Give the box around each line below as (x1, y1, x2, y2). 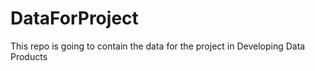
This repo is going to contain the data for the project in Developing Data (10, 40, 306, 52)
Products (10, 50, 48, 62)
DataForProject (10, 7, 139, 30)
